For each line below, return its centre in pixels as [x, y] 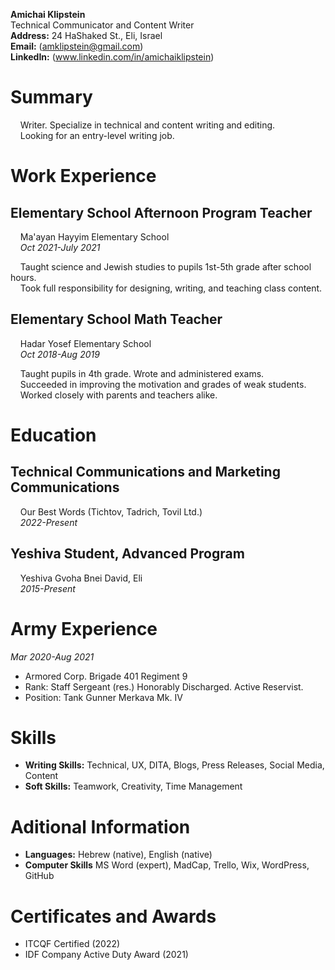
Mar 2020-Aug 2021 [52, 656]
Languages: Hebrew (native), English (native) [118, 855]
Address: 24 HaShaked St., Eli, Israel [86, 35]
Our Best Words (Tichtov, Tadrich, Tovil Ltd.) [111, 511]
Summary [51, 97]
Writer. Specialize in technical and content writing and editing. [147, 125]
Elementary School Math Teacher [116, 319]
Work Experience [83, 176]
